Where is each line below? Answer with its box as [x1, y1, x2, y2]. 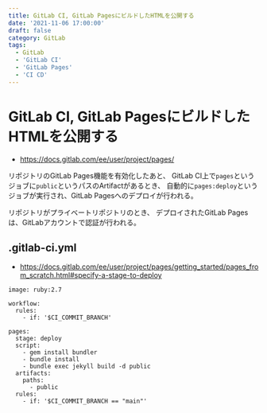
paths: [22, 376, 44, 384]
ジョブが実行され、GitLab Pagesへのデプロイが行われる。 [8, 190, 199, 200]
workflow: [8, 300, 41, 308]
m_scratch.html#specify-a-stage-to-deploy [19, 271, 162, 280]
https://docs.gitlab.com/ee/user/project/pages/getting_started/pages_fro [19, 262, 259, 271]
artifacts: [15, 369, 52, 378]
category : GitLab [8, 33, 66, 42]
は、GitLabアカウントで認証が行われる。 [8, 217, 141, 227]
